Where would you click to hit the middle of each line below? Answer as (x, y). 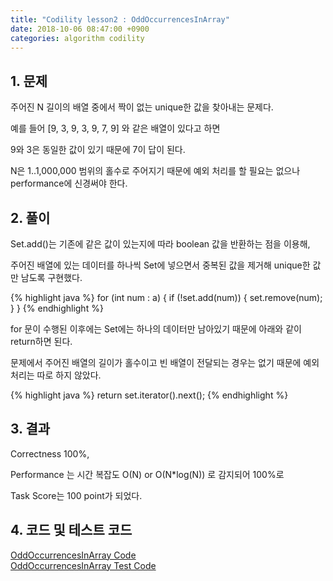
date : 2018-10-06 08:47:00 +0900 (80, 29)
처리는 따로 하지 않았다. (56, 375)
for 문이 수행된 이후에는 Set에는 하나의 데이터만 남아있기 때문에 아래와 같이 (156, 329)
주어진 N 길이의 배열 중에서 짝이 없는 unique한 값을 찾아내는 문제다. (142, 107)
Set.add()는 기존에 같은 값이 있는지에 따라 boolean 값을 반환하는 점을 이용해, (160, 244)
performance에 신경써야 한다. (69, 183)
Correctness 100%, (50, 453)
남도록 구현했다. (51, 277)
